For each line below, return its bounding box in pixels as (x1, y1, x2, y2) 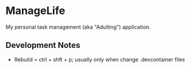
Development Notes (5, 40, 80, 50)
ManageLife (5, 4, 66, 18)
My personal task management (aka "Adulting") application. (5, 23, 151, 30)
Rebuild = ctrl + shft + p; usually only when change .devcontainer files (14, 56, 185, 63)
